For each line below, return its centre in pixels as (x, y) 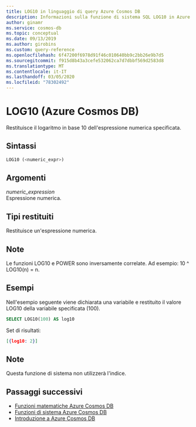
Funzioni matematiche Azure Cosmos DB (64, 406)
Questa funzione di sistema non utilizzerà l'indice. (66, 374)
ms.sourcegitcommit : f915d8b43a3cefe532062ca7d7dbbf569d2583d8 (85, 60)
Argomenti (26, 178)
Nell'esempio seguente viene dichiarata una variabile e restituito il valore (94, 302)
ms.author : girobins (31, 45)
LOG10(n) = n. (23, 270)
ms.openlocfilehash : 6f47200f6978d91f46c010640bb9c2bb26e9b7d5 (85, 55)
